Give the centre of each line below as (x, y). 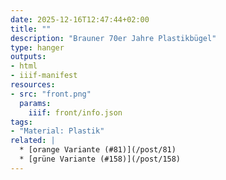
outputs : (28, 57)
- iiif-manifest (44, 76)
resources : (33, 85)
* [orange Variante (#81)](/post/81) (98, 150)
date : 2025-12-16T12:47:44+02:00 (80, 19)
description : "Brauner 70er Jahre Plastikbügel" (113, 38)
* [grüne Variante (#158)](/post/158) (100, 159)
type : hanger (37, 47)
